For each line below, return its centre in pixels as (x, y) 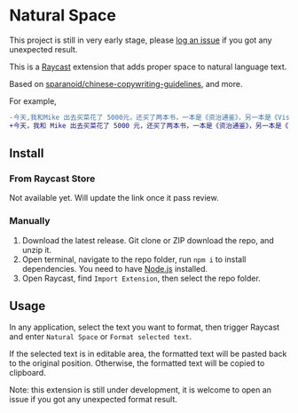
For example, (33, 101)
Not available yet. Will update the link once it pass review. (114, 198)
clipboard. (27, 373)
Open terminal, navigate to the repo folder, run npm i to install (134, 259)
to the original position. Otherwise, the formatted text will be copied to (137, 363)
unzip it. (36, 250)
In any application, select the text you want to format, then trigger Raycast (145, 327)
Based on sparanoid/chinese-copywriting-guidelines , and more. (126, 83)
